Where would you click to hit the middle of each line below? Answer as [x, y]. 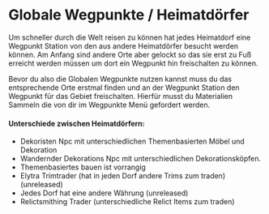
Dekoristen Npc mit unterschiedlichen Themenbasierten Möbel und [132, 141]
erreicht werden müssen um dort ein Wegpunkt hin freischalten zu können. [133, 63]
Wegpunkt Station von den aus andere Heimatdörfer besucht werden [124, 45]
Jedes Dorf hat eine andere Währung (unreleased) [104, 193]
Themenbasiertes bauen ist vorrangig [83, 167]
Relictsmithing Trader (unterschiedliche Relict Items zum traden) [127, 202]
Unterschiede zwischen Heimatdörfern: [77, 123]
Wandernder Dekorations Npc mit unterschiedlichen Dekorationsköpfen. [141, 159]
